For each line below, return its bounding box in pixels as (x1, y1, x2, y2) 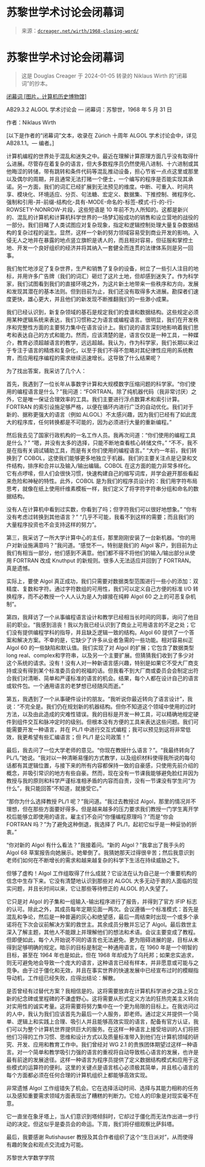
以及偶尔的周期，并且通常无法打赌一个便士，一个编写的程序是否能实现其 (6, 175, 188, 182)
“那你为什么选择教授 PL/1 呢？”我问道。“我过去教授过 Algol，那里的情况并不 (6, 798, 196, 805)
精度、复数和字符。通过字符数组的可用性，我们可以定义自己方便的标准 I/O (6, 585, 192, 592)
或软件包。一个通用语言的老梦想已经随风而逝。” (6, 682, 124, 689)
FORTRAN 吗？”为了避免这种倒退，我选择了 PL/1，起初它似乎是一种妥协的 (6, 820, 192, 828)
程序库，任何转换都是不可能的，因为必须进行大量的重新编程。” (16, 418, 172, 426)
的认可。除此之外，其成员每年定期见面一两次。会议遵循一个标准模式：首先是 (6, 905, 199, 913)
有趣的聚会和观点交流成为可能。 (6, 1141, 87, 1148)
